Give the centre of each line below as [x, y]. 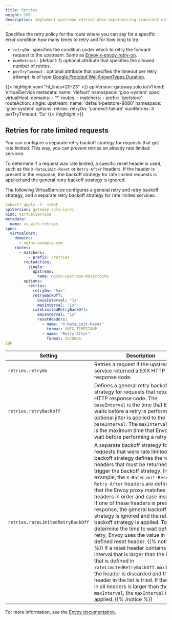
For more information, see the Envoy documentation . [61, 612]
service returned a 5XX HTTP [130, 371]
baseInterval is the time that [128, 405]
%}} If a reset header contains [130, 548]
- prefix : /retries [49, 257]
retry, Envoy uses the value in [130, 535]
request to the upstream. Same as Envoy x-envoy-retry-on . [75, 55]
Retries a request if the [121, 364]
